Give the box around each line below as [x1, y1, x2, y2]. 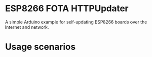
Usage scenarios [5, 41, 76, 53]
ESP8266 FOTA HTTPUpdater [5, 3, 129, 14]
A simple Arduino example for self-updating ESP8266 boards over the [5, 19, 147, 25]
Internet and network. [5, 24, 49, 30]
